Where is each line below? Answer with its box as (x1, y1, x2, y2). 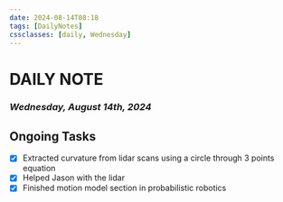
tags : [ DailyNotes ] (9, 22, 83, 31)
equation (22, 163, 56, 174)
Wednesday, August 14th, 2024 (9, 101, 152, 114)
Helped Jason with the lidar (22, 172, 125, 183)
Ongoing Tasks (9, 128, 97, 144)
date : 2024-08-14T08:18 (9, 13, 99, 23)
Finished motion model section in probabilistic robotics (22, 182, 227, 194)
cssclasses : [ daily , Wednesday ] (9, 30, 131, 39)
